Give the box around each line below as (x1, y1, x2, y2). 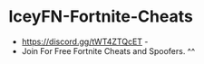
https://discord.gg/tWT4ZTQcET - (21, 36, 149, 47)
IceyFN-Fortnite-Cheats (8, 6, 194, 27)
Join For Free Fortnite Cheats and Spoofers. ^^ (21, 45, 196, 56)
